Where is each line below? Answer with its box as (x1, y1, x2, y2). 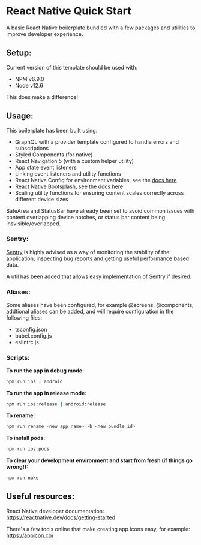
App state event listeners (14, 164, 77, 171)
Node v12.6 (14, 82, 43, 89)
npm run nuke (6, 475, 39, 481)
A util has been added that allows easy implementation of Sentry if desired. (6, 273, 192, 280)
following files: (6, 314, 43, 321)
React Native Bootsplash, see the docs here (14, 183, 124, 190)
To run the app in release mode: (6, 390, 87, 397)
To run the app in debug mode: (6, 367, 85, 374)
